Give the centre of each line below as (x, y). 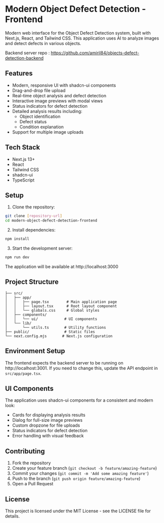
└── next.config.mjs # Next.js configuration (59, 336)
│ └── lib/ (18, 323)
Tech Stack (23, 148)
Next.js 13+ (23, 159)
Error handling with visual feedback (48, 436)
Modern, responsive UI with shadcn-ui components (64, 85)
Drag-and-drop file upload (39, 90)
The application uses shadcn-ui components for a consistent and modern (79, 400)
